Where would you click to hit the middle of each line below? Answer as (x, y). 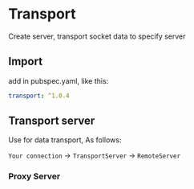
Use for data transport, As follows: (65, 140)
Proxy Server (34, 176)
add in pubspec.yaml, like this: (59, 80)
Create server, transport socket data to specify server (97, 36)
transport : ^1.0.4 (39, 96)
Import (25, 62)
